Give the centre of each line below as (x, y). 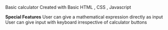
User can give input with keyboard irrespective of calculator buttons (76, 22)
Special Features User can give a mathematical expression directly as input (84, 17)
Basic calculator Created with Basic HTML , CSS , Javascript (68, 7)
